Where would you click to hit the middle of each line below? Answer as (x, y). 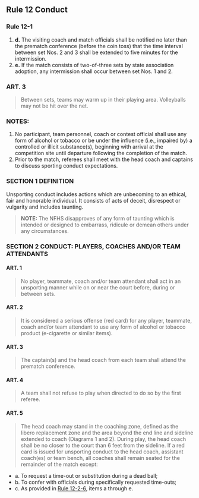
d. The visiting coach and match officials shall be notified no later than (101, 40)
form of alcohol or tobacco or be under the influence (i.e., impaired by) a (104, 141)
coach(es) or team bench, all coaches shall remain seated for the (100, 458)
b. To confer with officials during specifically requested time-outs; (96, 482)
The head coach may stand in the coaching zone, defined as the (99, 426)
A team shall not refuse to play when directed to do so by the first (101, 393)
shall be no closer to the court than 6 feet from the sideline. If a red (103, 445)
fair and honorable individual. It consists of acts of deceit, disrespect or (93, 200)
